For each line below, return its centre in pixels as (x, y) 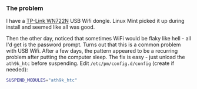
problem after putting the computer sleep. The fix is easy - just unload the (96, 57)
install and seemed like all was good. (51, 27)
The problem (25, 8)
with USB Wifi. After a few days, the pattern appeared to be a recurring (92, 51)
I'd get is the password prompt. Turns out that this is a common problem (94, 44)
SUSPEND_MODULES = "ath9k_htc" (42, 80)
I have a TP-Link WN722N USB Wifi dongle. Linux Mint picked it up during (95, 21)
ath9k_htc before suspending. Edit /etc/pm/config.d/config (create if (90, 63)
